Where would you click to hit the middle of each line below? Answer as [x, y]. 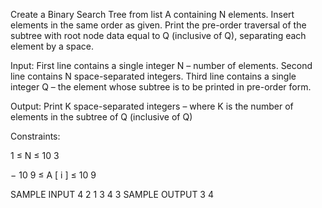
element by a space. [52, 46]
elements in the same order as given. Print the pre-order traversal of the [158, 25]
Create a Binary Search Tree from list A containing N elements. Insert [152, 14]
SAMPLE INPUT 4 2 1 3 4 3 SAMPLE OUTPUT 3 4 [112, 194]
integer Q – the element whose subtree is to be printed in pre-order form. [161, 87]
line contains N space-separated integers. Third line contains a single [153, 76]
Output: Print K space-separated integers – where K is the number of [152, 106]
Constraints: [35, 136]
